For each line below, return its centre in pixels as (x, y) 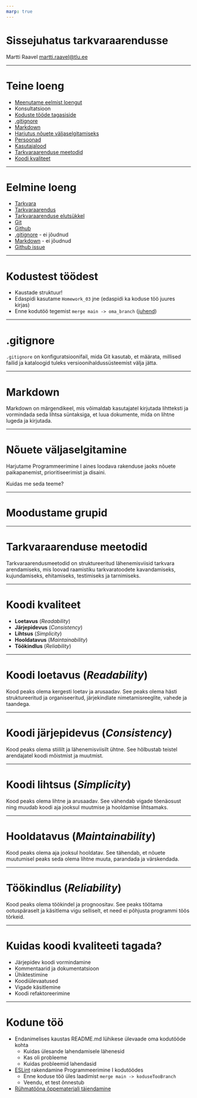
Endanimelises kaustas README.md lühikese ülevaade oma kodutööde (100, 1039)
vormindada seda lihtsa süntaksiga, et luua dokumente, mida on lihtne (90, 414)
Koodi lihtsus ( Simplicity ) (69, 785)
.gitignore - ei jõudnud (41, 234)
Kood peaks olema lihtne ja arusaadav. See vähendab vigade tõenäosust (94, 801)
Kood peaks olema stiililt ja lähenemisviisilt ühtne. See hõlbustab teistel (92, 749)
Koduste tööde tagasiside (45, 114)
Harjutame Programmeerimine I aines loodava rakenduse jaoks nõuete (91, 466)
